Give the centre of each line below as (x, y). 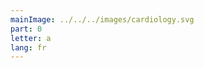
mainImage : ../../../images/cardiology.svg (102, 19)
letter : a (31, 38)
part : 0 (26, 29)
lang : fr (28, 47)
